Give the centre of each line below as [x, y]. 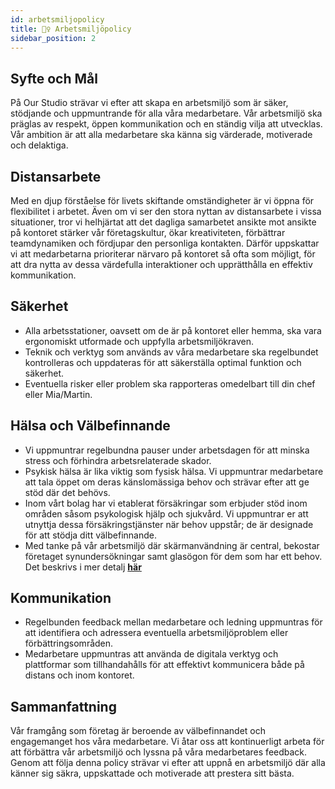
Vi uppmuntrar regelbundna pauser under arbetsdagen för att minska [167, 450]
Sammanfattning [63, 706]
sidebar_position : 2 [53, 38]
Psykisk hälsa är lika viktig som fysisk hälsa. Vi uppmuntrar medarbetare [174, 471]
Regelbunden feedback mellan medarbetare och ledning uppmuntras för [173, 622]
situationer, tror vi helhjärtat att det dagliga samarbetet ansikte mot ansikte [163, 222]
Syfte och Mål [54, 78]
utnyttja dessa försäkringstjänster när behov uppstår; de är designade [169, 524]
